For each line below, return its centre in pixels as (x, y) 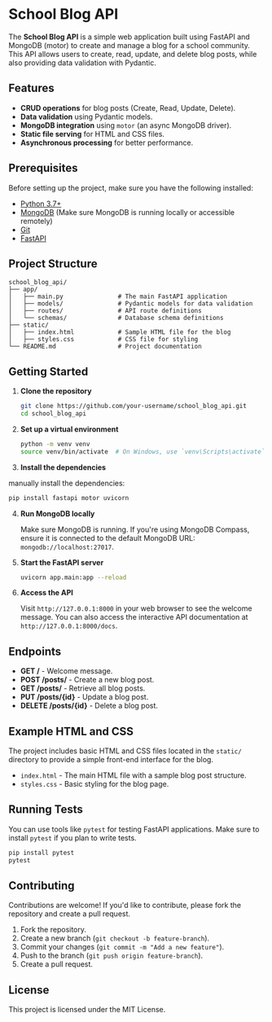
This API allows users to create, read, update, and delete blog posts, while (133, 54)
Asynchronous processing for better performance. (107, 143)
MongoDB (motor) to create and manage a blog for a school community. (129, 45)
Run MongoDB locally (57, 513)
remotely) (36, 221)
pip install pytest (42, 853)
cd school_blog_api (53, 414)
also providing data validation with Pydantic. (82, 63)
